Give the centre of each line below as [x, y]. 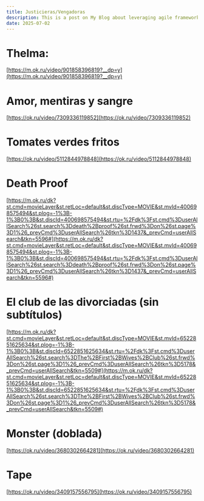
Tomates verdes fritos [63, 142]
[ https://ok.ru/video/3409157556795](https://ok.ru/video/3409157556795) [99, 491]
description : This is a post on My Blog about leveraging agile [89, 18]
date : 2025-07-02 [28, 23]
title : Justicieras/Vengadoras [46, 12]
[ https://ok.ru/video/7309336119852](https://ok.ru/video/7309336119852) [99, 118]
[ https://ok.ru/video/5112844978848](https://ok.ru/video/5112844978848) [99, 159]
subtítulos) [34, 315]
